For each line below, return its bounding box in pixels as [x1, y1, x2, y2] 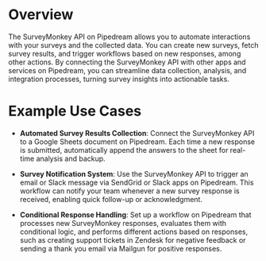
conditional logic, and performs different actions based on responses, [19, 227, 249, 236]
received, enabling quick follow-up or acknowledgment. [19, 194, 202, 204]
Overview [8, 6, 74, 24]
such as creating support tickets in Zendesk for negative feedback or [19, 235, 246, 244]
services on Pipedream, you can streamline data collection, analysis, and [8, 65, 247, 75]
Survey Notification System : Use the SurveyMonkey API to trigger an [19, 169, 249, 178]
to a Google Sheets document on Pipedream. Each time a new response [19, 137, 256, 146]
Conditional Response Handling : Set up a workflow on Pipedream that [19, 209, 252, 220]
